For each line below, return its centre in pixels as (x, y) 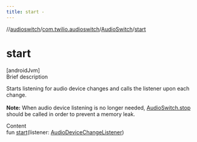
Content (16, 126)
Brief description (27, 77)
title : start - (25, 12)
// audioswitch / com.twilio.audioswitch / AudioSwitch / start (76, 29)
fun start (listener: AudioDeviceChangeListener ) (65, 132)
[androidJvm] (23, 70)
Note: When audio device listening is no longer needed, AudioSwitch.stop (98, 108)
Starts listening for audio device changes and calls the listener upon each (98, 88)
